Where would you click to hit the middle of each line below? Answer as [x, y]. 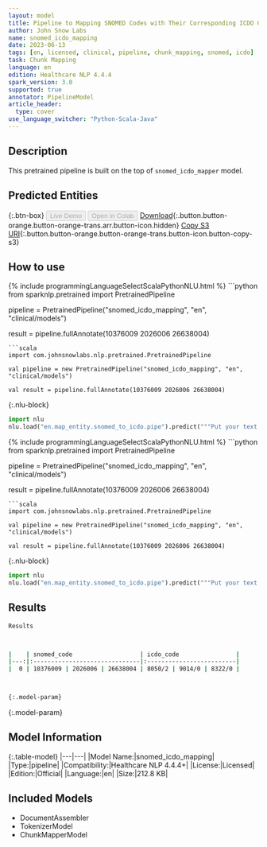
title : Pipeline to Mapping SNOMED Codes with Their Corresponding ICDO [131, 23]
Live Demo [66, 216]
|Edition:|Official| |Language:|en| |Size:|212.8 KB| [88, 773]
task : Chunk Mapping [43, 60]
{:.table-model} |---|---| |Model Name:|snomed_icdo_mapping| [111, 756]
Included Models [50, 799]
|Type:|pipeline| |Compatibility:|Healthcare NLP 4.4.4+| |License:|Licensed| [132, 765]
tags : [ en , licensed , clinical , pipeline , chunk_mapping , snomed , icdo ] [131, 52]
